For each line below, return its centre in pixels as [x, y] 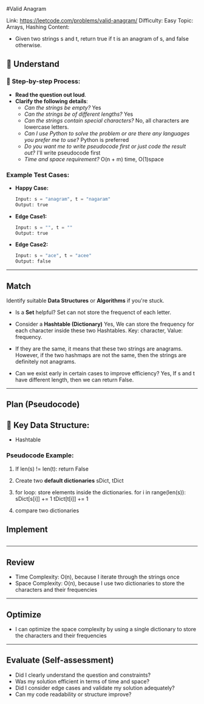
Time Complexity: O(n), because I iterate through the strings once [97, 577]
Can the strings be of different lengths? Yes [79, 114]
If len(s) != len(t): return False [52, 469]
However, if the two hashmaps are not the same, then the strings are [101, 355]
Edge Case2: [32, 244]
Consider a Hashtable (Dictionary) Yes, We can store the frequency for [104, 324]
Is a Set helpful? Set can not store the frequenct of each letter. [93, 312]
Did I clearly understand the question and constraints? [83, 675]
